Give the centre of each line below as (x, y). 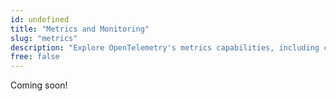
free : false (35, 57)
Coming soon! (39, 85)
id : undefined (40, 19)
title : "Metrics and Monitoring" (80, 29)
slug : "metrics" (44, 38)
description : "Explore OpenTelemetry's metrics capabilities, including (165, 47)
